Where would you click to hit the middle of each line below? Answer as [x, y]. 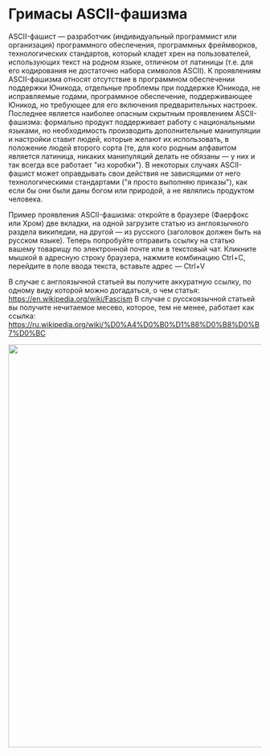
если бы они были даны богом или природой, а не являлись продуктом [131, 190]
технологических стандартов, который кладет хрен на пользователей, [130, 53]
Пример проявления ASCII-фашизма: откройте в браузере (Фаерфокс [129, 214]
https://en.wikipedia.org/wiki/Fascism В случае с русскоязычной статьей [132, 298]
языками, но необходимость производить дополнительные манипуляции [135, 131]
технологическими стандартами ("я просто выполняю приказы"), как [128, 181]
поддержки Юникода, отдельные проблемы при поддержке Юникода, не [135, 87]
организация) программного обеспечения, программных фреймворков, [133, 44]
